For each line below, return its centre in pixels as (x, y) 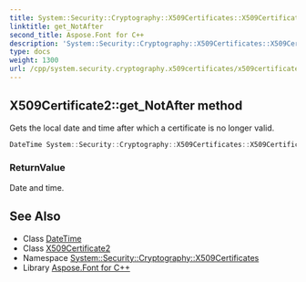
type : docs (30, 52)
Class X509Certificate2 (66, 248)
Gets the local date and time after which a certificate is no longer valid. (142, 128)
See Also (35, 217)
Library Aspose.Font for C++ (76, 267)
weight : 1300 (34, 60)
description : (34, 43)
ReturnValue (37, 168)
